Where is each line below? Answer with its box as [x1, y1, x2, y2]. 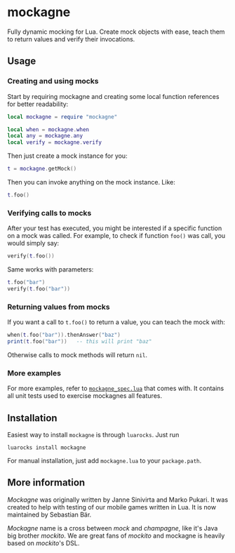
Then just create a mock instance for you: [7, 152, 128, 160]
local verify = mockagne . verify [7, 139, 102, 146]
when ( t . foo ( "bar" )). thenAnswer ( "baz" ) [7, 331, 121, 339]
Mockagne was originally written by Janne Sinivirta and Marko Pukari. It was [7, 495, 229, 504]
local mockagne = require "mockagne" [7, 113, 118, 120]
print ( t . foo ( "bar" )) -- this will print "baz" [7, 338, 152, 345]
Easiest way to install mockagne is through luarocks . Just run [7, 430, 180, 439]
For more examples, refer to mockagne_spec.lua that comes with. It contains [7, 384, 224, 393]
